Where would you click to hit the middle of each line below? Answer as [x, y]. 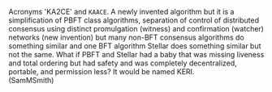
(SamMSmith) [31, 80]
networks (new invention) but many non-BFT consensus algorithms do [127, 37]
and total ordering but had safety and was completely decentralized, [123, 63]
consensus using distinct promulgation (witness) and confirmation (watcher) [136, 29]
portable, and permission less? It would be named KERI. [101, 71]
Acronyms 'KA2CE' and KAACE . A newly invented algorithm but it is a [121, 12]
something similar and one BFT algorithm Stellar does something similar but [135, 46]
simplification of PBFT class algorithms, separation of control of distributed [134, 20]
